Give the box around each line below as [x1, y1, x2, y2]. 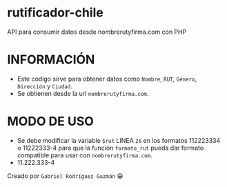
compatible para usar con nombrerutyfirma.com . [17, 150, 153, 159]
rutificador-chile [7, 5, 103, 21]
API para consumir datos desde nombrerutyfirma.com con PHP [7, 28, 187, 36]
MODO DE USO [7, 114, 95, 129]
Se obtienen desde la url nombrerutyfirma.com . [17, 89, 149, 97]
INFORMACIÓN [7, 52, 95, 68]
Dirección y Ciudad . [17, 81, 72, 90]
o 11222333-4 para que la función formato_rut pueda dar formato [17, 144, 204, 152]
